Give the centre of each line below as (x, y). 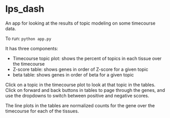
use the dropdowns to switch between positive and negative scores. (77, 95)
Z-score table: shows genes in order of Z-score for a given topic (80, 69)
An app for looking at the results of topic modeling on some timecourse (80, 23)
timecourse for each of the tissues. (42, 111)
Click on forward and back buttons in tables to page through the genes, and (85, 90)
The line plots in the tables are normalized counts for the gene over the (80, 105)
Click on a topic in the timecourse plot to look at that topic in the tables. (80, 85)
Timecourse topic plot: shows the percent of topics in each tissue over (87, 58)
